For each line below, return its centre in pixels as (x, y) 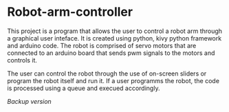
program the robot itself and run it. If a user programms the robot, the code (113, 80)
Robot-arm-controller (70, 12)
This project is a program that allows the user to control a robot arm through (115, 31)
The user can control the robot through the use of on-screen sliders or (107, 74)
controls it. (22, 60)
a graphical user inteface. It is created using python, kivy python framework (115, 38)
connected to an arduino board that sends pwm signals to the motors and (111, 53)
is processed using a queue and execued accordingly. (84, 88)
